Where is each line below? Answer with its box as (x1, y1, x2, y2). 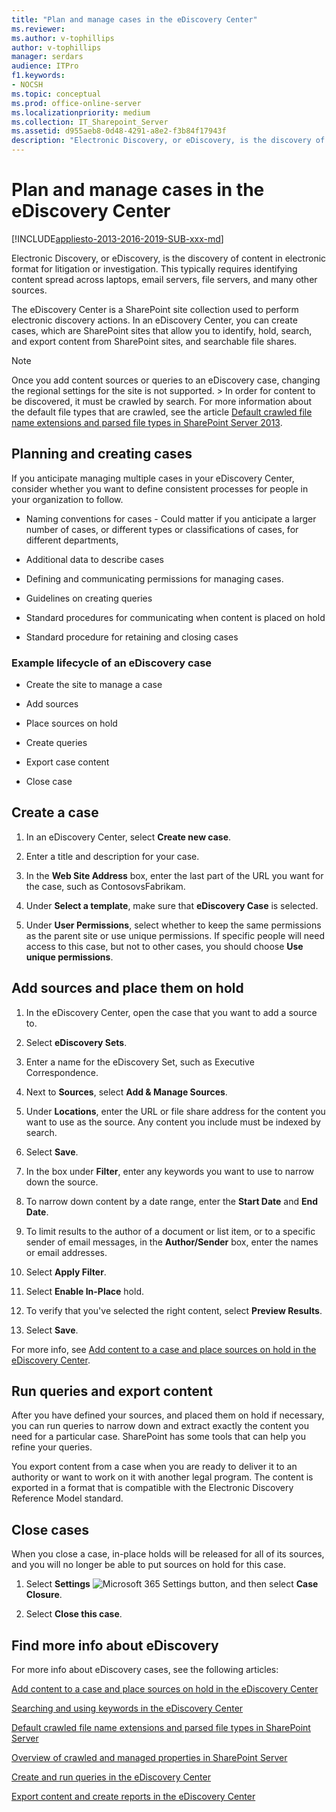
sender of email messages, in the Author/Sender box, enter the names (25, 1236, 319, 1248)
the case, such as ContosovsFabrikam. (25, 880, 186, 892)
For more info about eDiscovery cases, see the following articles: (11, 1664, 279, 1676)
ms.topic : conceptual (11, 89, 102, 99)
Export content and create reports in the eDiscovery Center (11, 1791, 256, 1803)
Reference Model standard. (11, 1492, 124, 1505)
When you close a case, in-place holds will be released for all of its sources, (11, 1548, 325, 1560)
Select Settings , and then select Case (25, 1578, 319, 1590)
